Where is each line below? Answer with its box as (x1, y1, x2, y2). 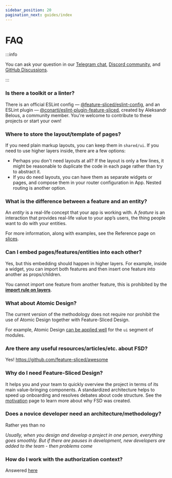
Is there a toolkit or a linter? (5, 89, 75, 97)
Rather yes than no (5, 422, 45, 428)
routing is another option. (12, 185, 67, 191)
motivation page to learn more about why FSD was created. (5, 397, 131, 403)
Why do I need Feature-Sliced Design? (5, 370, 103, 377)
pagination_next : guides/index (5, 12, 72, 17)
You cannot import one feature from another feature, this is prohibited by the (5, 281, 167, 287)
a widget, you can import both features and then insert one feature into (5, 266, 156, 272)
